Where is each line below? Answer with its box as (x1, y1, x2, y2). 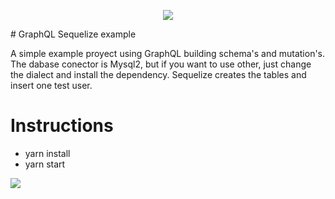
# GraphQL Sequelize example (10, 28, 137, 40)
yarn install (24, 147, 71, 159)
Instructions (10, 115, 114, 137)
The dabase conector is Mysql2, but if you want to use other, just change (10, 58, 312, 70)
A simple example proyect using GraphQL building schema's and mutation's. (10, 48, 326, 59)
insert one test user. (10, 80, 93, 91)
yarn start (24, 158, 66, 170)
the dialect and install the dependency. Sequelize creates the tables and (10, 69, 307, 80)
